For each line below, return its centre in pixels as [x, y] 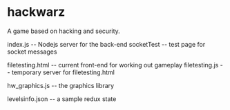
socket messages [32, 52]
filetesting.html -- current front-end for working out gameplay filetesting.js [113, 65]
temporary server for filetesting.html [63, 72]
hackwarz [36, 12]
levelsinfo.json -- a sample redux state [62, 99]
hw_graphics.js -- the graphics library [61, 85]
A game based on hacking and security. [64, 31]
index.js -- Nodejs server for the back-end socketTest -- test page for [106, 44]
